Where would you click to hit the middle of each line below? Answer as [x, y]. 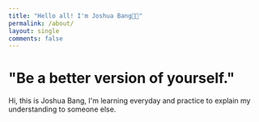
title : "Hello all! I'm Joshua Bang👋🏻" [76, 16]
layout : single [34, 31]
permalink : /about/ [41, 23]
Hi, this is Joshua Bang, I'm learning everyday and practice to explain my [129, 101]
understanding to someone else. [62, 109]
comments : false [36, 38]
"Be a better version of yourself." [121, 78]
